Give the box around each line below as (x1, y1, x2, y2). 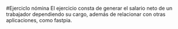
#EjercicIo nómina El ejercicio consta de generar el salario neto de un (6, 5, 173, 11)
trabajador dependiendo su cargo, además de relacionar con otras (6, 11, 166, 18)
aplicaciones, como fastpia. (6, 17, 72, 23)
